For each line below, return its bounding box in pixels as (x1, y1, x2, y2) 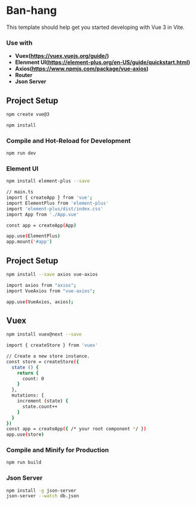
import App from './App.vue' (6, 212, 79, 218)
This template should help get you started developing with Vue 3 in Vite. (6, 24, 185, 31)
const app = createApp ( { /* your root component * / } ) (6, 426, 147, 432)
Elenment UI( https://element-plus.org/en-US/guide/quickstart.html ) (14, 58, 191, 66)
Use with (6, 39, 33, 47)
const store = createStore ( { (6, 359, 79, 365)
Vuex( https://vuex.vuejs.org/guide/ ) (14, 52, 109, 60)
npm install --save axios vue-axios (6, 271, 98, 277)
